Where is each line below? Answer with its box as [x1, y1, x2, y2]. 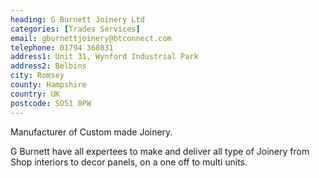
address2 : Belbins [10, 61, 87, 71]
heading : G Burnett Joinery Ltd [10, 14, 145, 25]
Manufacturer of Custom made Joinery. [10, 126, 173, 138]
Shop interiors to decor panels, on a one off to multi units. [10, 156, 248, 168]
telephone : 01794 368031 [10, 42, 114, 53]
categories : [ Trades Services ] [10, 24, 141, 34]
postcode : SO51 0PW [10, 98, 92, 108]
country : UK [10, 89, 60, 99]
